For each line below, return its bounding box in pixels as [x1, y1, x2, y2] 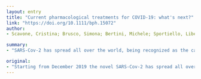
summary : [6, 42, 28, 48]
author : [6, 25, 26, 32]
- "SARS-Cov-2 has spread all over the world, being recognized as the [6, 47, 188, 54]
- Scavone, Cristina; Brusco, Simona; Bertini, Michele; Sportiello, [6, 31, 184, 37]
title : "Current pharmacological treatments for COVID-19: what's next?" [6, 14, 194, 20]
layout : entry [6, 8, 42, 15]
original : [6, 58, 31, 64]
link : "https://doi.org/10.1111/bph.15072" [6, 20, 117, 26]
